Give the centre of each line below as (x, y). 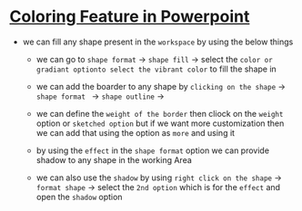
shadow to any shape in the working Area (114, 159)
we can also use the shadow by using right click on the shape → (159, 177)
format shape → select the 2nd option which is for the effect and (158, 187)
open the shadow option (79, 197)
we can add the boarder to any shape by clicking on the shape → (161, 86)
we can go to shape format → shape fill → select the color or (154, 59)
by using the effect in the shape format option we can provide (153, 150)
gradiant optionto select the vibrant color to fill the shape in (156, 69)
